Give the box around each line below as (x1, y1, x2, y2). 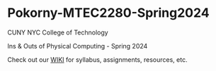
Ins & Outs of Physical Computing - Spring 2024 (7, 41, 148, 50)
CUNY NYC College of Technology (7, 28, 108, 37)
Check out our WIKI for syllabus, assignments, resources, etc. (7, 55, 188, 64)
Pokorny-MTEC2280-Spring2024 (7, 5, 210, 21)
